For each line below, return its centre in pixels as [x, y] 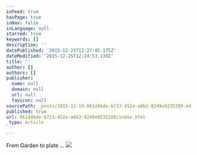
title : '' [19, 61]
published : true [26, 111]
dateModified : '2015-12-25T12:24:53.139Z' [60, 56]
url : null [24, 95]
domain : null [28, 89]
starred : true [24, 34]
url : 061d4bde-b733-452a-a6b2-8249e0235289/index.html [76, 117]
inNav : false [22, 23]
